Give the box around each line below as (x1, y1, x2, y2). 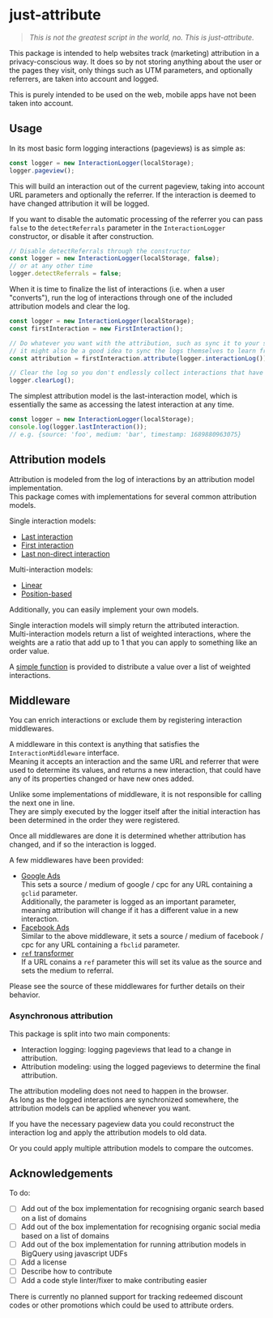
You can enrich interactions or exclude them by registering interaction (9, 715, 242, 725)
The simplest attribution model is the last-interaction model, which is (9, 391, 238, 401)
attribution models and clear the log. (9, 301, 130, 311)
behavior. (9, 990, 41, 1000)
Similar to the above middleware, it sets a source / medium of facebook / (20, 932, 264, 941)
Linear (20, 580, 43, 590)
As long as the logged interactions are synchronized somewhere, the (9, 1094, 239, 1104)
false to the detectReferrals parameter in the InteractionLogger (9, 223, 226, 232)
